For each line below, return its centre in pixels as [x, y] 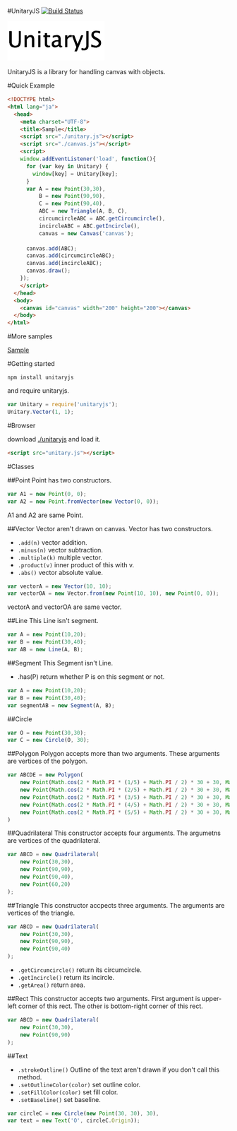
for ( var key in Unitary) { [67, 166]
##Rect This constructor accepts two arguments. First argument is [104, 999]
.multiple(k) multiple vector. [60, 557]
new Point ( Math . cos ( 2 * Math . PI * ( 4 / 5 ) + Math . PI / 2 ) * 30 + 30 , [121, 805]
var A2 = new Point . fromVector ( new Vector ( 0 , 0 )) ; [83, 502]
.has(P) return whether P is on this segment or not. [91, 676]
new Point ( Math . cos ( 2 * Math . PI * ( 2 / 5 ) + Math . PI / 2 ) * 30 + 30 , [121, 790]
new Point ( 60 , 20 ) [45, 884]
